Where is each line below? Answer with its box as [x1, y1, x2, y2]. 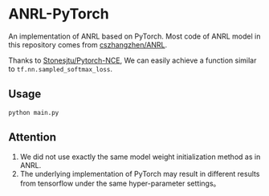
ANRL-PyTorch [8, 5, 110, 23]
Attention [8, 130, 56, 145]
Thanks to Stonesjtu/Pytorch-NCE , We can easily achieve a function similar [8, 55, 257, 65]
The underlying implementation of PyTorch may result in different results [19, 169, 260, 178]
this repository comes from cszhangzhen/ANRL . [8, 39, 168, 49]
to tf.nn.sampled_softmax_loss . [8, 63, 112, 73]
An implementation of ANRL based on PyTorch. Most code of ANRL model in [8, 31, 261, 41]
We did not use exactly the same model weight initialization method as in [19, 152, 261, 161]
